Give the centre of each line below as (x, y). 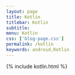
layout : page (22, 11)
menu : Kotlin (22, 33)
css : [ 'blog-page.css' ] (35, 39)
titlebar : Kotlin (27, 22)
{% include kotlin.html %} (37, 66)
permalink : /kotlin (30, 45)
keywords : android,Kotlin (37, 50)
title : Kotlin (23, 17)
